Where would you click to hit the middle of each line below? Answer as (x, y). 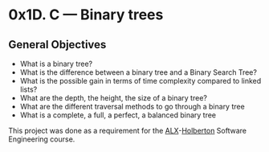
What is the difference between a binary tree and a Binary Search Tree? (138, 72)
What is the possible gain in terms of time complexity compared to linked (141, 81)
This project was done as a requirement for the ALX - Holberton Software (128, 131)
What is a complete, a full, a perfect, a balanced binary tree (118, 115)
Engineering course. (42, 139)
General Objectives (57, 45)
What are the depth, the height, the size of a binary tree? (113, 98)
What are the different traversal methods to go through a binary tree (132, 107)
